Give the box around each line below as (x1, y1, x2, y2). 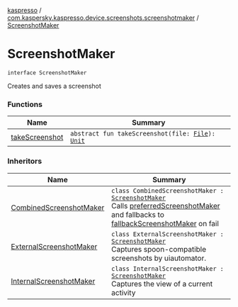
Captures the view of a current (110, 279, 213, 289)
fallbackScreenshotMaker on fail (110, 218, 220, 228)
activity (110, 287, 136, 297)
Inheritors (7, 156, 42, 166)
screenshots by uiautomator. (110, 253, 207, 263)
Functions (7, 99, 42, 109)
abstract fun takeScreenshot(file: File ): (70, 130, 216, 138)
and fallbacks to (110, 209, 164, 219)
